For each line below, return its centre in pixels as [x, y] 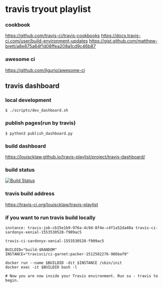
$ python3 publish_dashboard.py [39, 133]
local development [28, 100]
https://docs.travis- [121, 35]
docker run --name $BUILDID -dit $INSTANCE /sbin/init [64, 263]
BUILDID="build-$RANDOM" [31, 249]
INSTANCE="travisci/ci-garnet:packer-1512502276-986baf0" [67, 254]
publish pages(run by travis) [41, 123]
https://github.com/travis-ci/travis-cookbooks [53, 35]
